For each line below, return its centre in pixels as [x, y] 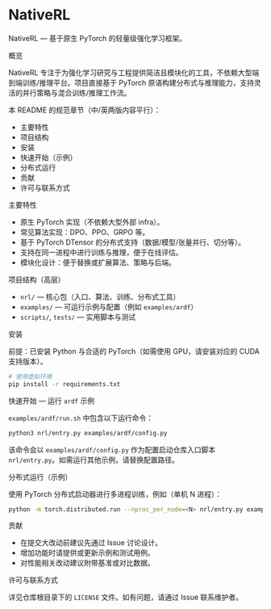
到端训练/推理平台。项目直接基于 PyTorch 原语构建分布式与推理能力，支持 [131, 82]
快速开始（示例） [48, 157]
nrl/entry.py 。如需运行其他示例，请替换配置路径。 [94, 460]
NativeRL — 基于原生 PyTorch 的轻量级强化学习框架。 [98, 38]
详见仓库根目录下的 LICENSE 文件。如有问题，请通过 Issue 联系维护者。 [126, 597]
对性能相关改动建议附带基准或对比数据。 [87, 563]
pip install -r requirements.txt [65, 384]
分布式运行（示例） [40, 477]
